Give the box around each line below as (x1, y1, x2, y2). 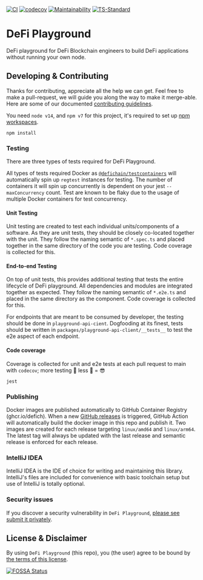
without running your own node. (6, 53, 86, 61)
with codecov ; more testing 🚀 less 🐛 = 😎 (6, 366, 105, 374)
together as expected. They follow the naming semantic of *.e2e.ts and (6, 289, 186, 296)
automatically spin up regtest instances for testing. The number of (6, 176, 173, 183)
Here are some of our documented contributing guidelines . (6, 100, 153, 107)
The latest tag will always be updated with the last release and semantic (6, 431, 186, 439)
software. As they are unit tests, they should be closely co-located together (6, 229, 195, 237)
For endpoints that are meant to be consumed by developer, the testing (6, 313, 184, 321)
